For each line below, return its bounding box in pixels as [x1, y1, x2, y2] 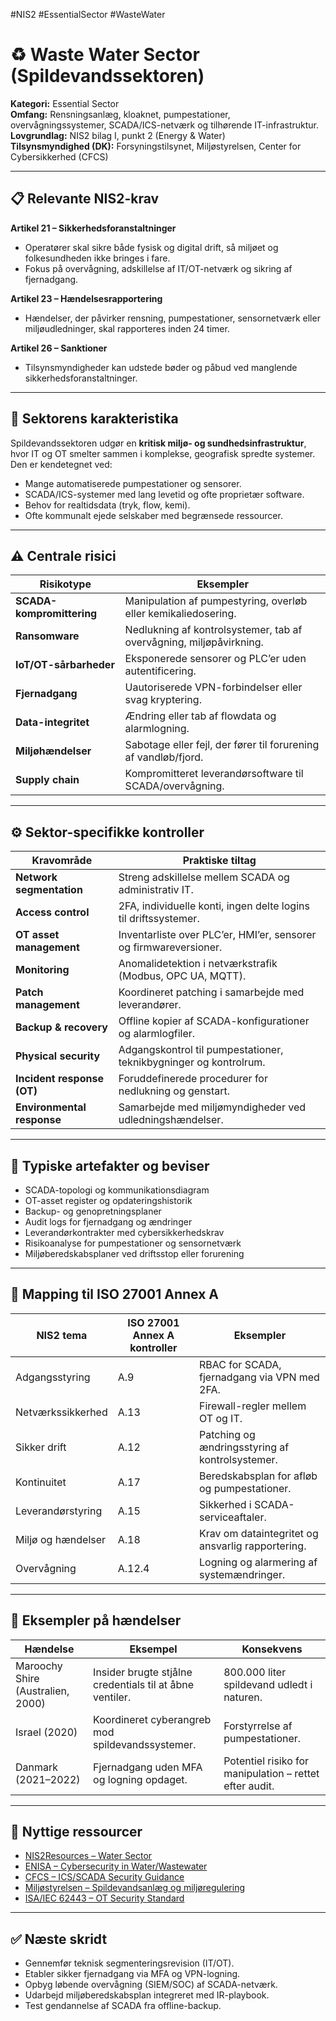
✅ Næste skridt [10, 1930, 108, 1948]
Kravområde [31, 854, 93, 868]
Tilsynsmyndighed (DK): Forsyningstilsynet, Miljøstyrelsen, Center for [10, 140, 302, 152]
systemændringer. [199, 1567, 286, 1581]
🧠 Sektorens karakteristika [10, 410, 179, 428]
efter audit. [223, 1779, 275, 1793]
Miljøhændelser [15, 744, 92, 758]
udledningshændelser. [118, 1113, 224, 1127]
